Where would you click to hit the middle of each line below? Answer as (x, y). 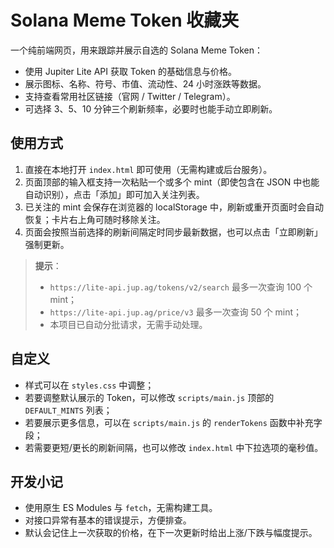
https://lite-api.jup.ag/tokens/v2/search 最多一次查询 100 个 (181, 287)
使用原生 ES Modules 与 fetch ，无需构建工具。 (121, 508)
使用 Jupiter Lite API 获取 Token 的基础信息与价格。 (130, 71)
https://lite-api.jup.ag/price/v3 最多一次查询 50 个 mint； (176, 312)
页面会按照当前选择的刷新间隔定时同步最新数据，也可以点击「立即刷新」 (173, 232)
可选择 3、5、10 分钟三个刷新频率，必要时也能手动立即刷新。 (151, 108)
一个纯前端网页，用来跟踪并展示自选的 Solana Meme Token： (136, 50)
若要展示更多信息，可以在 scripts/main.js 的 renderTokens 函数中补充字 (173, 422)
